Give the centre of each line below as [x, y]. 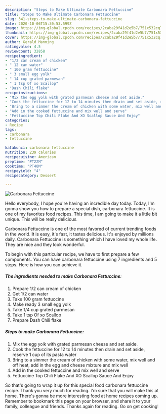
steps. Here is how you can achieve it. [44, 265]
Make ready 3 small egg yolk [41, 304]
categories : [17, 120]
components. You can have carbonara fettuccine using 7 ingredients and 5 [81, 260]
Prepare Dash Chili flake [37, 320]
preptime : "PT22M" [24, 162]
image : [12, 28]
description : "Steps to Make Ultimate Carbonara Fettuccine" [69, 10]
